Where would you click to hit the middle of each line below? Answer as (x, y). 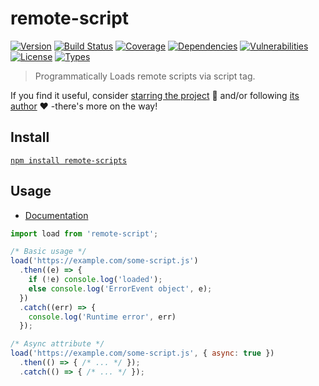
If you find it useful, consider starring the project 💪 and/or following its (155, 95)
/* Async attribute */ (57, 344)
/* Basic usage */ (48, 252)
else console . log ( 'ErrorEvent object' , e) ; (120, 288)
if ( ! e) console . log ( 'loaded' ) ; (95, 280)
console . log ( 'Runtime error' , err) (102, 317)
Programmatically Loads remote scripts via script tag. (145, 76)
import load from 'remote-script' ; (84, 233)
